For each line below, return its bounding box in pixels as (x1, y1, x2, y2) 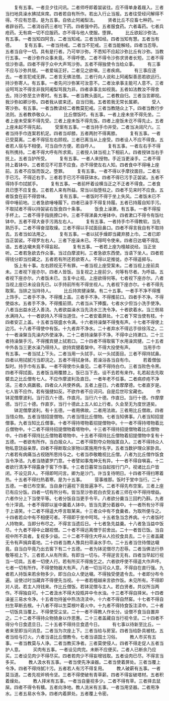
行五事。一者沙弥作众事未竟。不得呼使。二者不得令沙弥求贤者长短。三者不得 (5, 55, 164, 60)
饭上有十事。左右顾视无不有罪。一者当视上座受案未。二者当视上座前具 (14, 262, 159, 268)
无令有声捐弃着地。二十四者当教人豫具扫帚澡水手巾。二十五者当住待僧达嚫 (5, 539, 159, 545)
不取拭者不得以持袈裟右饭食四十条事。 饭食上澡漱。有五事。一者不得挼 (5, 206, 161, 212)
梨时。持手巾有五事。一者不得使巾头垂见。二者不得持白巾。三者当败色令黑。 (5, 363, 164, 369)
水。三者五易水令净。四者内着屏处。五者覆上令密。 (5, 690, 111, 696)
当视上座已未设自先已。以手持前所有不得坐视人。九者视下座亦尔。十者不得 (5, 282, 159, 287)
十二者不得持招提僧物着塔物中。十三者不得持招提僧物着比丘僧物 (27, 426, 159, 432)
